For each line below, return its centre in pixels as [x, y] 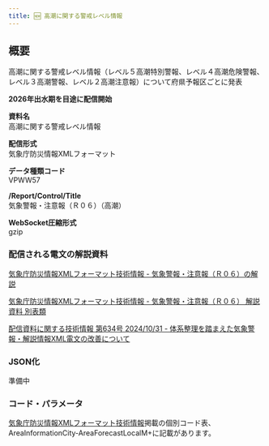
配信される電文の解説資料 [58, 255]
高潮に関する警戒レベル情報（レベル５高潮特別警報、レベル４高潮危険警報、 [136, 72]
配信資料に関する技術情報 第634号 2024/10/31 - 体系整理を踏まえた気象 [128, 328]
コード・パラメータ [46, 404]
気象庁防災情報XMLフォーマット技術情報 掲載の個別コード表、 [112, 423]
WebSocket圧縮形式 [43, 223]
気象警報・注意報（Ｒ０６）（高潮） [67, 206]
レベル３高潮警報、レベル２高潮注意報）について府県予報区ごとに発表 [126, 82]
